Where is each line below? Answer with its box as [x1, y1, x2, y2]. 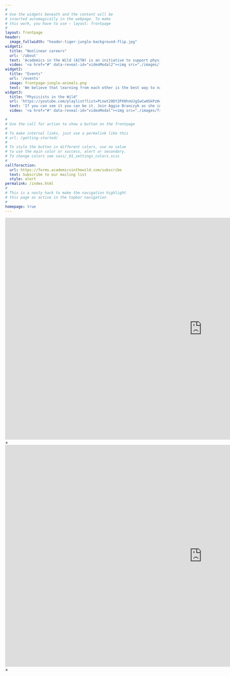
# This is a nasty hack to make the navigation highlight [5, 190, 126, 195]
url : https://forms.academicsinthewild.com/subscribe [9, 167, 122, 173]
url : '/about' [9, 53, 38, 58]
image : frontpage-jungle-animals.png [9, 80, 87, 85]
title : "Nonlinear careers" [9, 48, 67, 53]
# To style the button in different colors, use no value [5, 144, 126, 149]
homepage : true [5, 204, 36, 209]
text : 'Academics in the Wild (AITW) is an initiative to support [9, 58, 148, 63]
